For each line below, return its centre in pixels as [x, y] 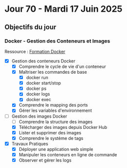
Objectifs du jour [30, 27]
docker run [37, 78]
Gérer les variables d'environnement [55, 110]
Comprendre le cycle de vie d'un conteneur [63, 66]
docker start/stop [44, 83]
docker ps [36, 88]
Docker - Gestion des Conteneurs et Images [57, 41]
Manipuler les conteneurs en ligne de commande [68, 154]
